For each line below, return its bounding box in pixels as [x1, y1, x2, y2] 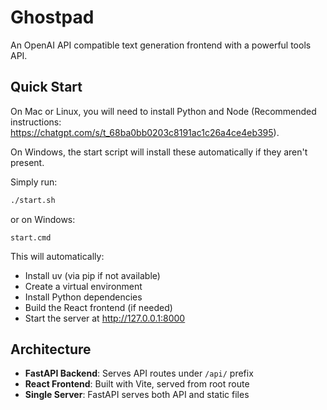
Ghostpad [10, 6, 95, 29]
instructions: [10, 116, 62, 128]
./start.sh [10, 195, 56, 205]
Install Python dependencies [24, 291, 143, 303]
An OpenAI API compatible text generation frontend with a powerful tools [10, 39, 312, 51]
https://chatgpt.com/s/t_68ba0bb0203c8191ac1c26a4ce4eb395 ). [10, 126, 280, 138]
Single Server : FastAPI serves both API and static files [24, 389, 250, 401]
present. [10, 156, 45, 168]
